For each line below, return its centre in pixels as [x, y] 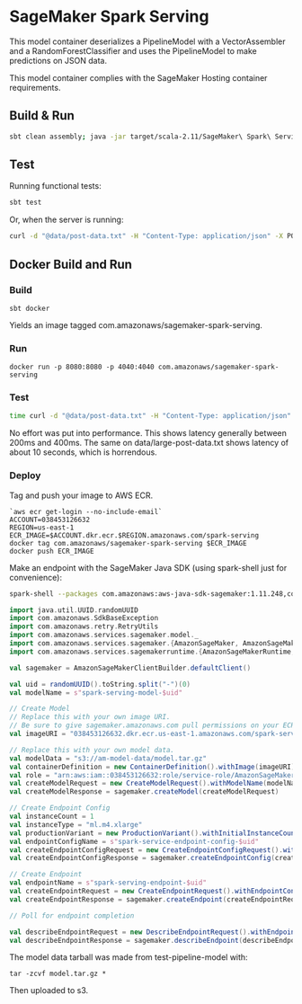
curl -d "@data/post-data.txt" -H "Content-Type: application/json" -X [146, 236]
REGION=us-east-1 [42, 528]
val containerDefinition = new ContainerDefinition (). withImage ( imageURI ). [154, 767]
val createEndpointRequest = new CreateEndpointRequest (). [122, 892]
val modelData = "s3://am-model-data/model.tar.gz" [108, 758]
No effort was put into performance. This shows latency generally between [148, 433]
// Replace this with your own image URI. [90, 717]
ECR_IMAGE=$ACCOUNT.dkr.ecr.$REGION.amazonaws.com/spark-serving [134, 535]
